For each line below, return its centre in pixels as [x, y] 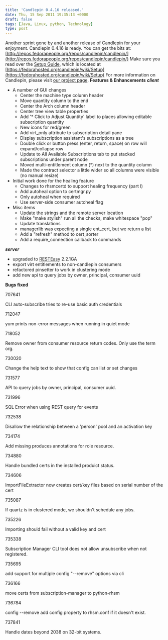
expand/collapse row [42, 149]
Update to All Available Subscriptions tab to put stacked [77, 154]
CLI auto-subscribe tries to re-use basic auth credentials [64, 304]
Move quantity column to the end [54, 101]
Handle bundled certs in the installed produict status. [60, 466]
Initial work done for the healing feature [53, 181]
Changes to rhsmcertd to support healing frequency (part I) [81, 186]
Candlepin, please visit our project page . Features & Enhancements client [82, 80]
